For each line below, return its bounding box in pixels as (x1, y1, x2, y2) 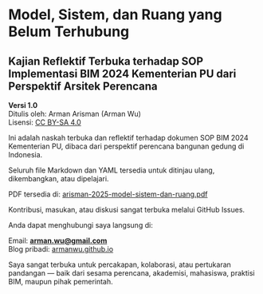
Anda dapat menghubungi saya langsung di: (8, 220, 153, 229)
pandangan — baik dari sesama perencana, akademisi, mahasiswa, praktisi (8, 268, 255, 277)
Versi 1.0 (8, 101, 38, 109)
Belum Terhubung (8, 22, 130, 41)
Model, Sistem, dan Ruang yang (8, 6, 222, 24)
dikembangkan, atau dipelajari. (8, 174, 109, 183)
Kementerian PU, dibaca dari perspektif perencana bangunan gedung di (8, 141, 245, 151)
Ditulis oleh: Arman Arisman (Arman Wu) (8, 109, 142, 118)
